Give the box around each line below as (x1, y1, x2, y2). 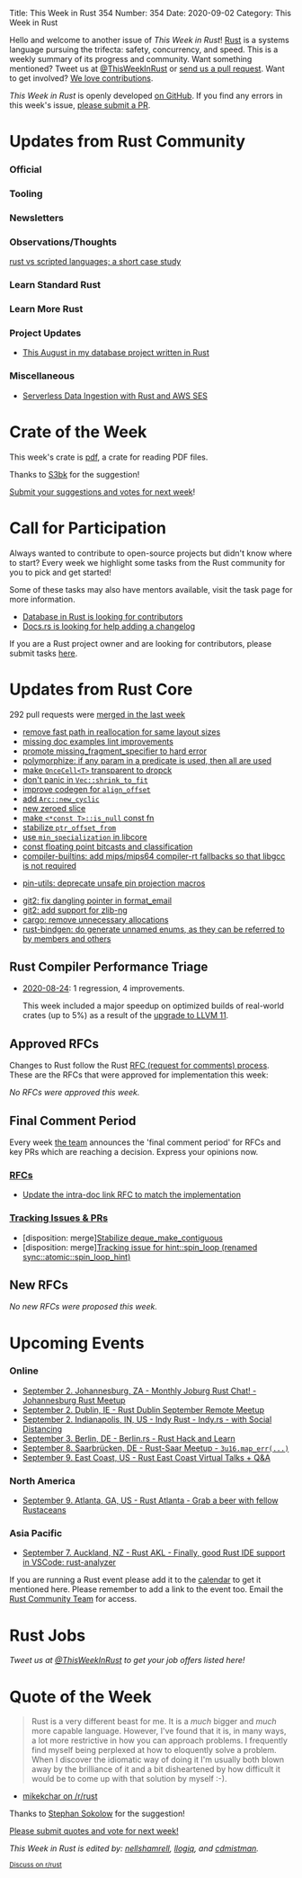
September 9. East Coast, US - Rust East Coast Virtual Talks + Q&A (22, 1452, 271, 1462)
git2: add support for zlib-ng (22, 904, 128, 916)
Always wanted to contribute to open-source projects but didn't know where (9, 548, 292, 559)
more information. (9, 594, 75, 604)
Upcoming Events (9, 1333, 145, 1353)
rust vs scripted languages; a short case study (9, 256, 182, 267)
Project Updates (9, 327, 82, 340)
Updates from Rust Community (9, 131, 245, 152)
